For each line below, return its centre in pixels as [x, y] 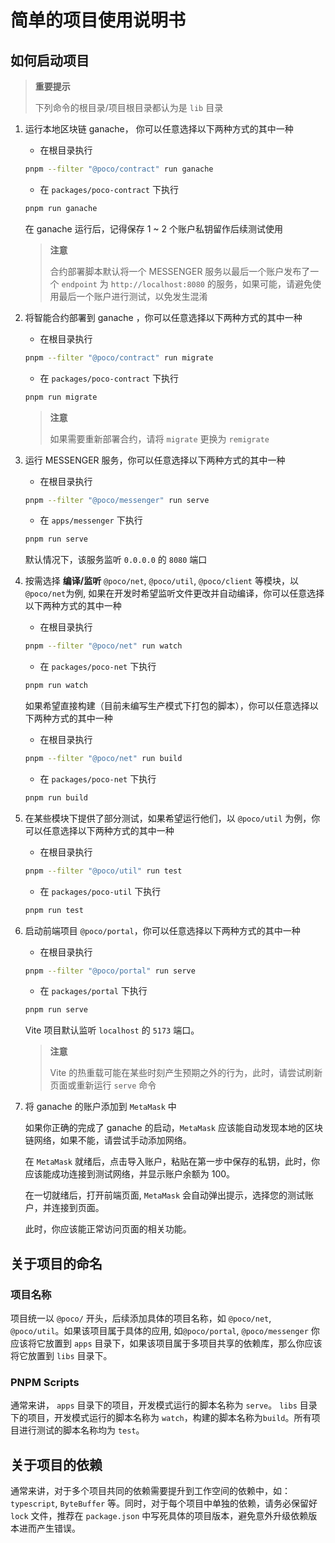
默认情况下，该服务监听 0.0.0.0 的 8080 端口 [116, 560]
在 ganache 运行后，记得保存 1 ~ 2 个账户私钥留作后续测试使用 [153, 228]
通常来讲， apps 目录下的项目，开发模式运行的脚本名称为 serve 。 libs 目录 [164, 1405]
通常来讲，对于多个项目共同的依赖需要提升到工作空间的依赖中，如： [150, 1491]
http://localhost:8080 [158, 284]
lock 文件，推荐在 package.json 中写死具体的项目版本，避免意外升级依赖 [159, 1516]
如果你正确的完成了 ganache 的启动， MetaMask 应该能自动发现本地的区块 [173, 1128]
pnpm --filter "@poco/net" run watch [103, 646]
